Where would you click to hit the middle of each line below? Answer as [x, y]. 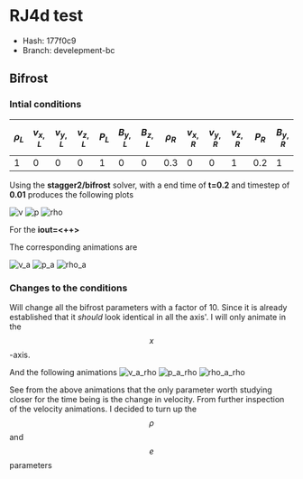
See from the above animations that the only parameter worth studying [141, 390]
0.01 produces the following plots [71, 194]
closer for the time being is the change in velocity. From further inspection [147, 400]
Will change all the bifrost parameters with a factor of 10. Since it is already [148, 308]
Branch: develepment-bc [69, 50]
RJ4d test [46, 16]
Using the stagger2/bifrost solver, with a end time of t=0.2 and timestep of [150, 185]
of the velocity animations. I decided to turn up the [103, 409]
